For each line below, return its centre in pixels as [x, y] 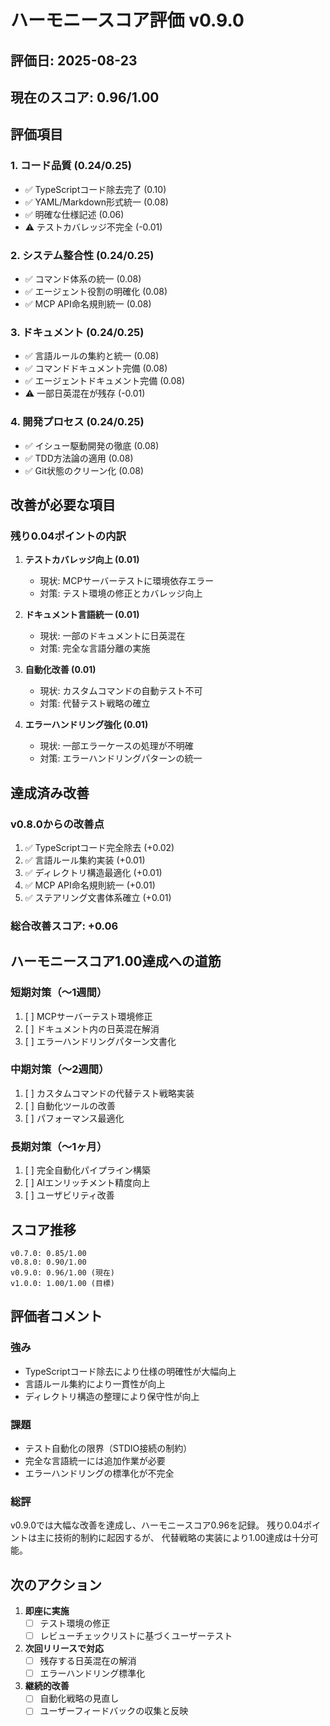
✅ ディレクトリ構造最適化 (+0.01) [93, 872]
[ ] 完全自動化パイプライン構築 [87, 1170]
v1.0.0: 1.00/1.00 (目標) [62, 1283]
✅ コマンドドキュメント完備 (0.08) [96, 368]
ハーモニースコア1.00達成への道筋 [116, 961]
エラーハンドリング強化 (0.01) [86, 725]
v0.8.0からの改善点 [57, 824]
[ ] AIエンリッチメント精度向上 [87, 1183]
